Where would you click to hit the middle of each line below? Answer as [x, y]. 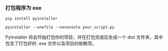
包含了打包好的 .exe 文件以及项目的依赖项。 [51, 43]
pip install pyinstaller [31, 18]
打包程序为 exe [23, 7]
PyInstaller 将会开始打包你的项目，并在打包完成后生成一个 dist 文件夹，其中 [84, 37]
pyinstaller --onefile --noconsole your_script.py [60, 27]
